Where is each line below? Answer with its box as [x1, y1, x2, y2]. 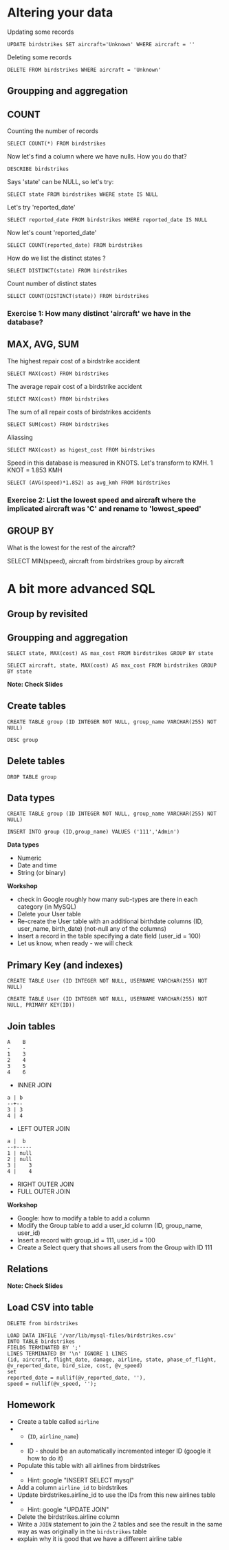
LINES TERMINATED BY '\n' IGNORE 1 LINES [7, 1350, 128, 1357]
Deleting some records [7, 53, 72, 61]
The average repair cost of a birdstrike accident [7, 382, 142, 390]
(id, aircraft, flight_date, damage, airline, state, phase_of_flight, [7, 1356, 217, 1363]
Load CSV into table [7, 1302, 94, 1314]
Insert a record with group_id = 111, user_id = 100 [17, 1236, 156, 1245]
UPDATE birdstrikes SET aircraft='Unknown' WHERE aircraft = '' [7, 41, 195, 48]
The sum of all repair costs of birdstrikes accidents [7, 407, 151, 416]
